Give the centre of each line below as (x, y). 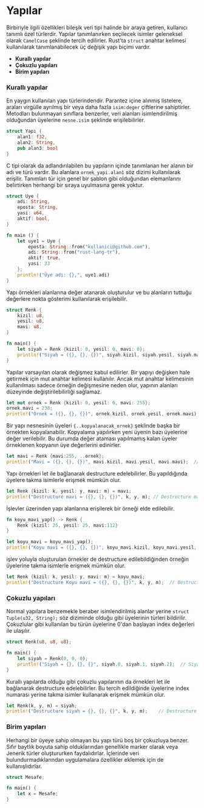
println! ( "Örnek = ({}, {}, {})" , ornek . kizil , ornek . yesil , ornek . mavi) (102, 414)
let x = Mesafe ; (38, 794)
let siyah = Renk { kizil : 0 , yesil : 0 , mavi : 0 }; (81, 349)
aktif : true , (45, 258)
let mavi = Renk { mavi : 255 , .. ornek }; (55, 456)
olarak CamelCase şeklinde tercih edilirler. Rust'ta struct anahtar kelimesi (96, 40)
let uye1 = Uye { (39, 241)
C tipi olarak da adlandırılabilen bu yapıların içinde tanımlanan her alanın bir (100, 166)
